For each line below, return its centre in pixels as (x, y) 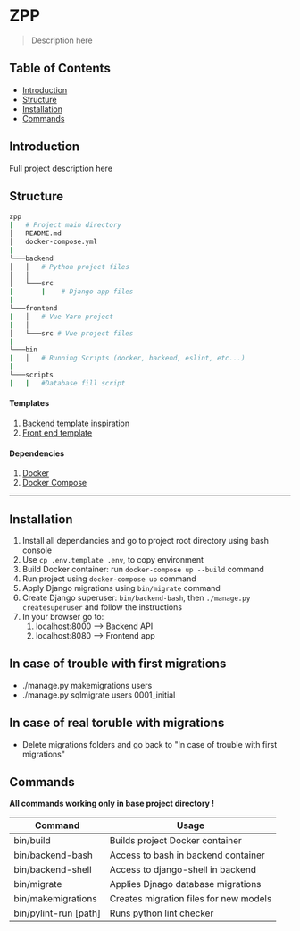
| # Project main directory (66, 225)
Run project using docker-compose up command (109, 579)
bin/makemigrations (55, 899)
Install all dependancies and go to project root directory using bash (146, 540)
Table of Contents (60, 68)
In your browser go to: (63, 616)
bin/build (32, 841)
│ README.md (36, 233)
